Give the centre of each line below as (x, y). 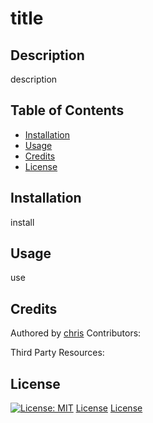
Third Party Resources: (57, 353)
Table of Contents (67, 110)
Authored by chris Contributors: (76, 333)
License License (109, 408)
